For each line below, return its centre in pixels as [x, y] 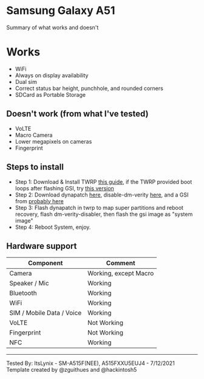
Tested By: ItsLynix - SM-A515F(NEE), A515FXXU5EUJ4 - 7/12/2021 [90, 363]
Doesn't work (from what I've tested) [77, 114]
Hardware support [42, 246]
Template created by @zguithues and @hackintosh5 [72, 370]
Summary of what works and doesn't [53, 27]
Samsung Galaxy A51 [61, 11]
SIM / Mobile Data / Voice [46, 313]
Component [46, 263]
